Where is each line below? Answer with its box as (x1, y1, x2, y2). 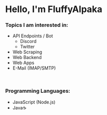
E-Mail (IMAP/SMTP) (12, 65, 56, 71)
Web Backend (12, 54, 42, 61)
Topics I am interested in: (5, 22, 69, 29)
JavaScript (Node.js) (12, 99, 56, 105)
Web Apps (12, 60, 34, 66)
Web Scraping (12, 49, 42, 55)
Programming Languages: (5, 87, 71, 94)
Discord (20, 38, 37, 44)
